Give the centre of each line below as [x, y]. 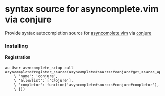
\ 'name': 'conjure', [36, 76]
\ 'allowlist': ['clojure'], [44, 81]
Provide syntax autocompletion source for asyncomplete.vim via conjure [78, 33]
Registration [18, 57]
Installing [16, 46]
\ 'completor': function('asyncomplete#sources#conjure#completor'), [87, 85]
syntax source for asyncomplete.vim [82, 9]
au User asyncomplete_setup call [39, 68]
